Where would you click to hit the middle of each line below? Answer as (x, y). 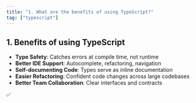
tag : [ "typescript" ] (33, 18)
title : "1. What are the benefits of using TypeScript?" (80, 12)
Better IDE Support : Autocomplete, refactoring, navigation (88, 63)
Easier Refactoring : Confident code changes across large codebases (102, 76)
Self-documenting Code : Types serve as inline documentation (94, 70)
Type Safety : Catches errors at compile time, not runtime (87, 57)
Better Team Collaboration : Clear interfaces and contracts (89, 83)
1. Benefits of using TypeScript (66, 42)
